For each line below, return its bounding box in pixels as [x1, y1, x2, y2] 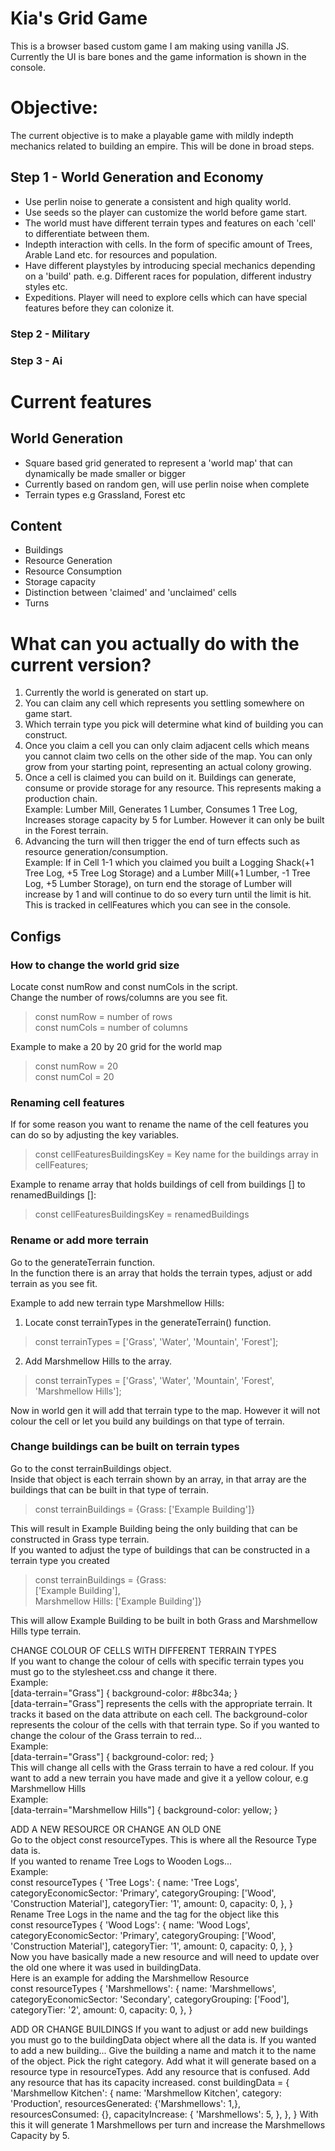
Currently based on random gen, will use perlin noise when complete [24, 478, 310, 490]
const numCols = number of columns [34, 1021, 188, 1033]
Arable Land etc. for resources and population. [24, 248, 218, 261]
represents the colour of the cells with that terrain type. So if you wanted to [10, 1718, 320, 1731]
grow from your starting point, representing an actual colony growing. [24, 761, 312, 773]
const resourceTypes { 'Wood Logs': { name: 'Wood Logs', [10, 1918, 251, 1931]
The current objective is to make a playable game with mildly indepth [10, 129, 294, 141]
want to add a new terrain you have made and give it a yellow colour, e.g [10, 1772, 309, 1784]
